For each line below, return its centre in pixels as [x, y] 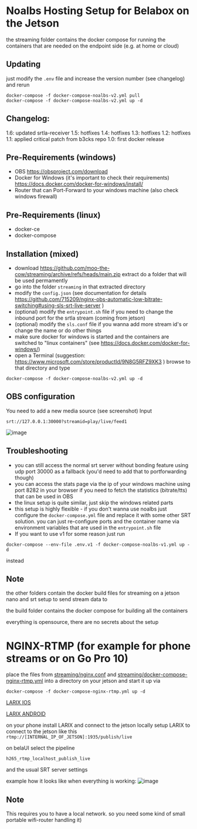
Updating [23, 64]
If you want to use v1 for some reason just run [70, 533]
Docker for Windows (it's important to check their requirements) [92, 178]
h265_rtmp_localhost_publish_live [48, 759]
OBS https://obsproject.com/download [61, 172]
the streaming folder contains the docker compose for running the [86, 39]
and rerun [18, 85]
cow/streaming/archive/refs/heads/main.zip [67, 274]
